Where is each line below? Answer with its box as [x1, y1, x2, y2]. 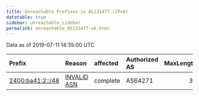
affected [94, 59, 118, 68]
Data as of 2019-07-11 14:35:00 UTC [6, 41, 95, 49]
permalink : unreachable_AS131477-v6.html [6, 25, 110, 31]
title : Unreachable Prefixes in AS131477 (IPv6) [6, 8, 129, 15]
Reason [65, 59, 87, 68]
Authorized [126, 56, 159, 64]
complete [94, 76, 120, 85]
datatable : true [6, 14, 46, 20]
